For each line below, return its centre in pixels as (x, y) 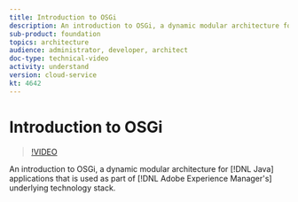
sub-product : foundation (55, 34)
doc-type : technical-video (59, 58)
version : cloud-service (53, 75)
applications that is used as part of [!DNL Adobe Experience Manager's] (141, 178)
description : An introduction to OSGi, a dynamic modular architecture (144, 26)
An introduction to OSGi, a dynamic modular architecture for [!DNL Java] (141, 168)
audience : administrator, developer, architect (99, 50)
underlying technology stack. (63, 188)
